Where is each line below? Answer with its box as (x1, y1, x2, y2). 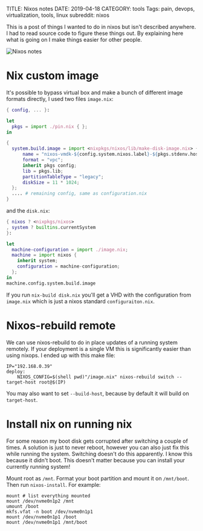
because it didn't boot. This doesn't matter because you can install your (6, 456, 185, 464)
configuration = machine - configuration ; (17, 263, 120, 269)
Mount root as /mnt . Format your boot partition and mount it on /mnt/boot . (6, 474, 189, 482)
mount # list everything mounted (6, 492, 91, 499)
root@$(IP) (38, 379, 66, 385)
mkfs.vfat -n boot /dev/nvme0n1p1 (6, 509, 94, 515)
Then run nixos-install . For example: (6, 481, 101, 488)
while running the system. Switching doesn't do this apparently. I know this (6, 450, 193, 457)
